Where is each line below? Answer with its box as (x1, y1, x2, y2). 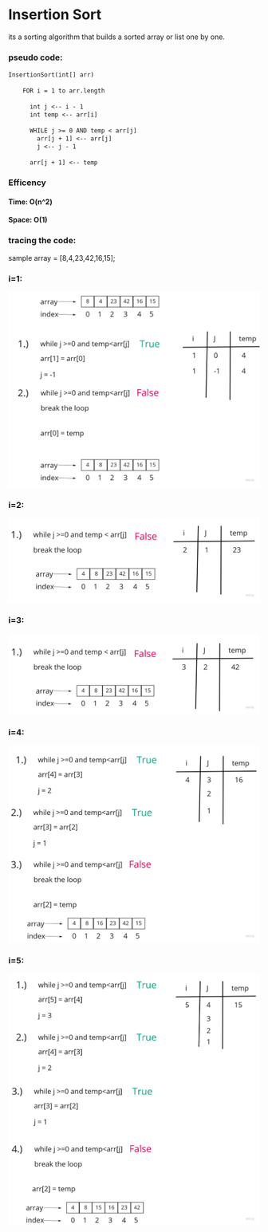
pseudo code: (8, 52, 63, 63)
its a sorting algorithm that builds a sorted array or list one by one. (8, 32, 226, 41)
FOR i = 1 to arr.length (22, 87, 105, 95)
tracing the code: (8, 235, 77, 246)
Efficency (8, 177, 46, 188)
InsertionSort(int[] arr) (8, 71, 94, 79)
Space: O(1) (8, 215, 48, 225)
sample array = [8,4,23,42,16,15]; (8, 253, 116, 262)
